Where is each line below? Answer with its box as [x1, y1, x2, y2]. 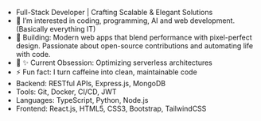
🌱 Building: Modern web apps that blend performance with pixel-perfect [15, 32, 252, 42]
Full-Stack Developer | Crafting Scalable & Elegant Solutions [15, 8, 213, 17]
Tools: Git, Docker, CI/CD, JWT [15, 87, 117, 96]
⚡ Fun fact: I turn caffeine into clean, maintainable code [15, 67, 197, 77]
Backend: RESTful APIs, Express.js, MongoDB [15, 79, 166, 88]
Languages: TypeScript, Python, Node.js [15, 96, 149, 104]
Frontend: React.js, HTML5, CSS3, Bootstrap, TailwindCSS [15, 104, 207, 113]
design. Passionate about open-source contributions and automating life [15, 41, 253, 51]
